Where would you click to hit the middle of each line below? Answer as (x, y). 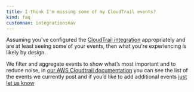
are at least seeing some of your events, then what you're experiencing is (96, 46)
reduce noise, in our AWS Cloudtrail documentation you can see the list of (97, 70)
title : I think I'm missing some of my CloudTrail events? (81, 12)
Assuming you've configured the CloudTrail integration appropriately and (96, 40)
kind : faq (19, 17)
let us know (20, 83)
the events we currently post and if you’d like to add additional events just (97, 77)
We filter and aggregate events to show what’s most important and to (91, 64)
